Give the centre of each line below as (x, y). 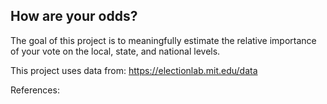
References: (35, 90)
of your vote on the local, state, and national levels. (115, 51)
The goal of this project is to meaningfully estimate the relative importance (163, 40)
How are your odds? (74, 16)
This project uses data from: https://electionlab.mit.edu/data (134, 70)
